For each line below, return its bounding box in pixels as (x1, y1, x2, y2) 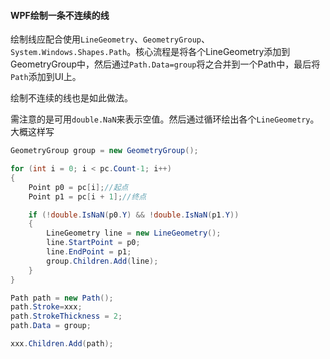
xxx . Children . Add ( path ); (10, 339, 114, 349)
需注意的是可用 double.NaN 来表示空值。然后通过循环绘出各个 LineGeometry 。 (10, 113, 320, 125)
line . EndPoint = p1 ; (46, 247, 132, 257)
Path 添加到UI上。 (10, 71, 82, 83)
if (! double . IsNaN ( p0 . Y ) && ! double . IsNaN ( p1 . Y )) (28, 210, 240, 220)
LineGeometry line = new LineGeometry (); (46, 228, 222, 239)
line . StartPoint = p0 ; (46, 238, 141, 248)
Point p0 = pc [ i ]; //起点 (28, 182, 129, 192)
